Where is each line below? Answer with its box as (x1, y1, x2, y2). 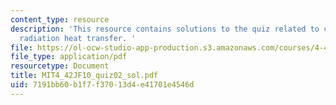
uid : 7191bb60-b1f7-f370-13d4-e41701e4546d (10, 80, 195, 90)
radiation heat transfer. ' (19, 33, 137, 43)
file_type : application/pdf (10, 52, 128, 62)
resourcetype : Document (10, 61, 110, 71)
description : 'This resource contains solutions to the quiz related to (10, 24, 320, 34)
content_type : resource (10, 14, 110, 25)
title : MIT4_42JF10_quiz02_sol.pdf (10, 71, 159, 81)
